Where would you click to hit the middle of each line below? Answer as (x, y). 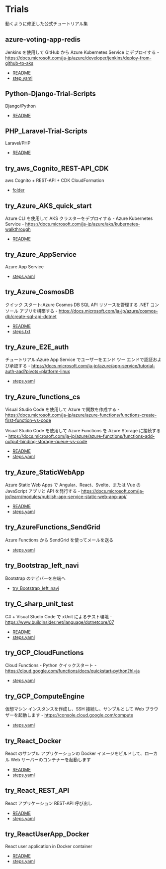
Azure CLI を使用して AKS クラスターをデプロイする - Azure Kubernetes (79, 218)
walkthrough (18, 229)
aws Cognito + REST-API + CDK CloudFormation (55, 180)
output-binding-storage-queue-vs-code (46, 442)
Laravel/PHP (18, 143)
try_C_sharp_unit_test (39, 604)
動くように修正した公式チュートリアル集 (46, 23)
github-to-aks (19, 63)
